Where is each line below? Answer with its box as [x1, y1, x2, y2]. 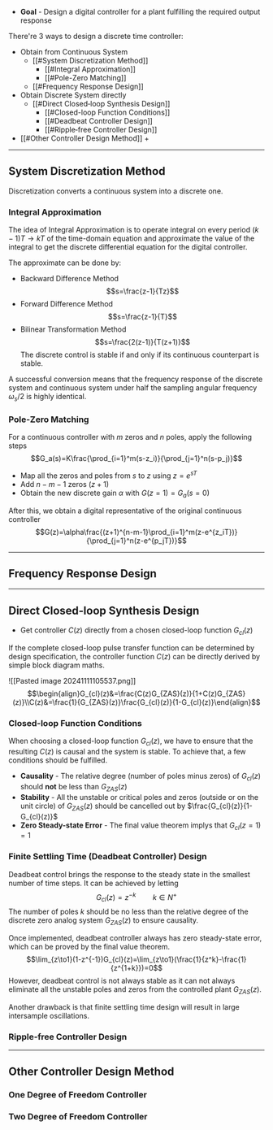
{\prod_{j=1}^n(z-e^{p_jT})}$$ [86, 536, 187, 545]
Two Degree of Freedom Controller [8, 1111, 148, 1123]
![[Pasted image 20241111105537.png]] [8, 676, 136, 686]
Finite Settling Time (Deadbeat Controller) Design [8, 851, 207, 863]
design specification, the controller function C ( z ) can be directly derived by [8, 652, 261, 662]
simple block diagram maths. [8, 660, 106, 670]
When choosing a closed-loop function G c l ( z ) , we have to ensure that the [8, 736, 253, 748]
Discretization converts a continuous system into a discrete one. [8, 186, 223, 196]
